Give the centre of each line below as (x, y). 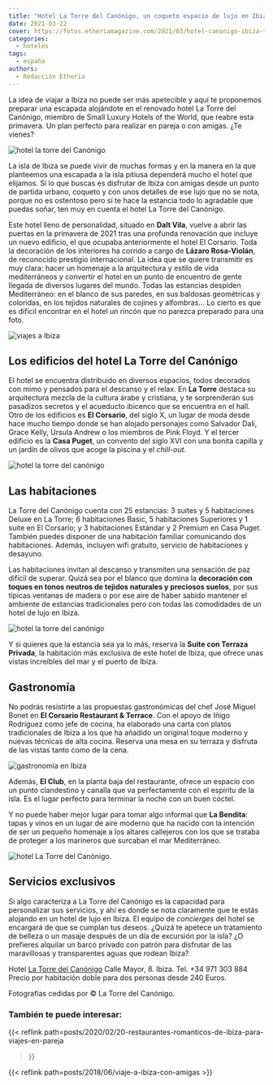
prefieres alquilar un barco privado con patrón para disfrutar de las (120, 944)
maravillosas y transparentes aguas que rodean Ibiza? (99, 953)
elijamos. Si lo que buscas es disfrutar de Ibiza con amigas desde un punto (134, 183)
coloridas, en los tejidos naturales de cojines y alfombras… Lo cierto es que (135, 303)
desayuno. (26, 554)
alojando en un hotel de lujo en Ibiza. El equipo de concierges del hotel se (132, 918)
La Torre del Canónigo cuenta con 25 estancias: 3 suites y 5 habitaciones (131, 511)
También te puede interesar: (65, 1014)
